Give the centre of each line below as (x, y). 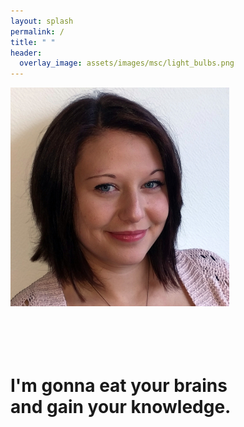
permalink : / (37, 31)
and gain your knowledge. (121, 407)
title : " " (33, 42)
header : (26, 53)
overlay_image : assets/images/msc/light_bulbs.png (127, 63)
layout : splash (42, 21)
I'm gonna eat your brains (119, 386)
